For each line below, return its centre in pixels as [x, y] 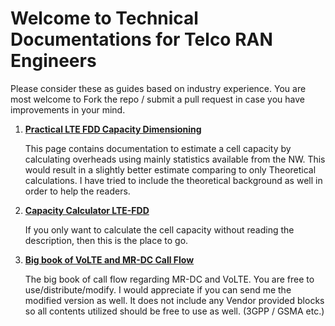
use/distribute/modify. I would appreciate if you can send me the [158, 289]
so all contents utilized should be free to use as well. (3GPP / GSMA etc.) [174, 311]
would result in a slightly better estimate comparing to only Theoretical [170, 169]
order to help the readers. [77, 191]
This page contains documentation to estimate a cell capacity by [158, 148]
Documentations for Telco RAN [141, 39]
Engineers [53, 61]
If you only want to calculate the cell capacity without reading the [159, 229]
